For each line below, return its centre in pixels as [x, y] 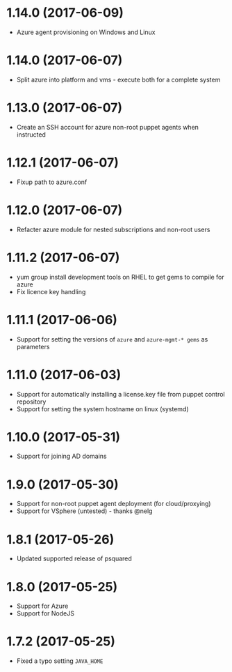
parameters [33, 346]
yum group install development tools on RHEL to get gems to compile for [120, 277]
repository [31, 402]
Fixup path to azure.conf [52, 182]
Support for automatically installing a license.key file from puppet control [121, 394]
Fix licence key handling [51, 291]
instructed [31, 135]
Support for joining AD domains [61, 456]
